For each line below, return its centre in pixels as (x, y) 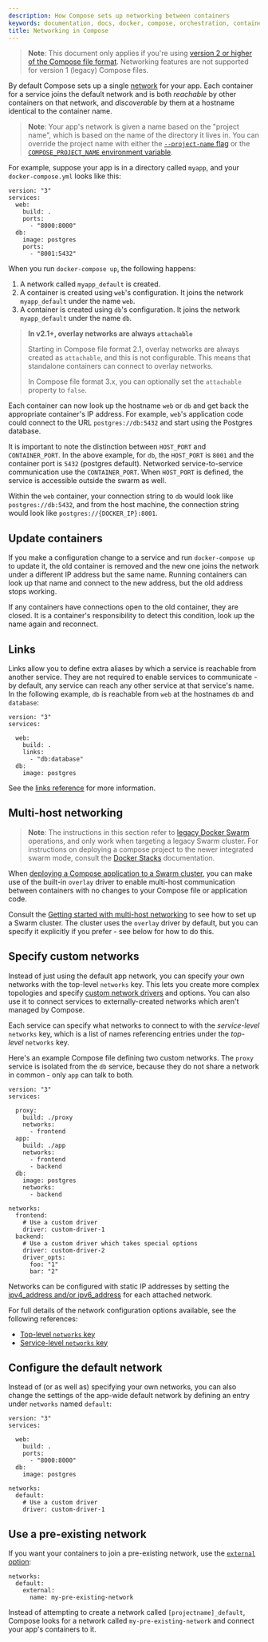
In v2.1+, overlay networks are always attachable (110, 334)
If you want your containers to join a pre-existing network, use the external (132, 1553)
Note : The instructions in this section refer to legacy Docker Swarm (138, 832)
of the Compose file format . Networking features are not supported (138, 62)
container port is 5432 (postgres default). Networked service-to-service (126, 464)
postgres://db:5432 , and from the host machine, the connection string (124, 505)
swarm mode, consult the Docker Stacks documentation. (121, 857)
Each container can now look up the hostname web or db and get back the (128, 406)
